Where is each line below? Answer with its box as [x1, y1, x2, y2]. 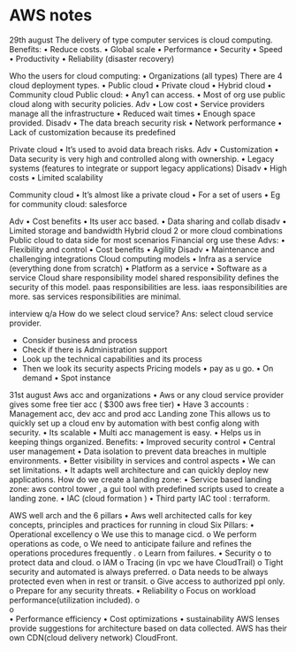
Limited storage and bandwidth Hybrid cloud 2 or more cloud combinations [9, 225, 283, 235]
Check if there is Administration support [21, 344, 168, 355]
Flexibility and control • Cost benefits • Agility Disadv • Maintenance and [9, 244, 276, 255]
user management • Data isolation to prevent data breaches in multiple [9, 446, 267, 456]
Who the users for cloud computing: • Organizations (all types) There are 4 [9, 70, 283, 81]
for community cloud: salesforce [9, 198, 128, 209]
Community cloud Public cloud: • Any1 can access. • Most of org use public [9, 89, 285, 100]
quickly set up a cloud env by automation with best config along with [9, 418, 260, 428]
